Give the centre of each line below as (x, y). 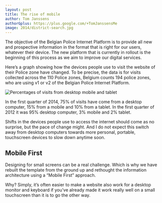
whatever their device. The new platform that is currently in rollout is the (78, 53)
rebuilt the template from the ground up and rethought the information (76, 170)
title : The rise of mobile (33, 14)
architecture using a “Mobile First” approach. (51, 175)
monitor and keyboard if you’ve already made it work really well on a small (80, 190)
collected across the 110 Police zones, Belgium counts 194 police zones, (78, 78)
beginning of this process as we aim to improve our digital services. (73, 58)
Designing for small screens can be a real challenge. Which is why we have (81, 165)
